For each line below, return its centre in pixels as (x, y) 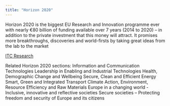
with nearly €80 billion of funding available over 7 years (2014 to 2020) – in (84, 30)
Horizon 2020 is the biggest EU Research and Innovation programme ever (82, 24)
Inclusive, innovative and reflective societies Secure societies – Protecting (82, 92)
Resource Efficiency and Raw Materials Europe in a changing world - (77, 87)
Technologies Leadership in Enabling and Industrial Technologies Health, (81, 71)
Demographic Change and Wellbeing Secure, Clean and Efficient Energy (81, 76)
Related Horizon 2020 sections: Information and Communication (73, 65)
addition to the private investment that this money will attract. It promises (81, 35)
